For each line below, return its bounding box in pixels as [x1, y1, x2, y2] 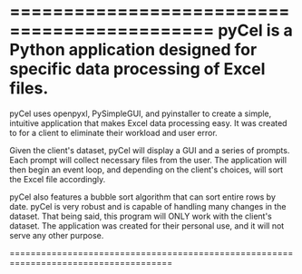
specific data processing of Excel [9, 59, 266, 80]
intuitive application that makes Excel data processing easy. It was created [9, 117, 287, 128]
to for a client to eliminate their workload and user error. [9, 127, 218, 138]
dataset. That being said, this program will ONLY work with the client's [9, 210, 272, 221]
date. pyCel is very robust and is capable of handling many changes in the [9, 201, 287, 211]
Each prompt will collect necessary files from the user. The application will [9, 154, 287, 165]
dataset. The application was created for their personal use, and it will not [9, 220, 285, 231]
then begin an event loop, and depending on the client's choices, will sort [9, 164, 284, 175]
